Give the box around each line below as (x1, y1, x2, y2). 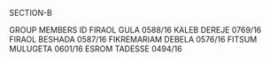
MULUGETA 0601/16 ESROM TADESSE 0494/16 (9, 43, 183, 54)
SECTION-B (9, 8, 53, 18)
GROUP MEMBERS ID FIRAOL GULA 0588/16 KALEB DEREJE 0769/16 (9, 25, 262, 35)
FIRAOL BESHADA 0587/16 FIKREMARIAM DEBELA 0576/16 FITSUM (9, 35, 258, 44)
